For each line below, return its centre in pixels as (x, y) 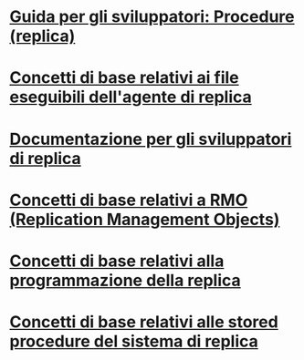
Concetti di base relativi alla (117, 261)
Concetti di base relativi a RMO (129, 200)
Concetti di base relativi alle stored (144, 322)
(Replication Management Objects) (145, 219)
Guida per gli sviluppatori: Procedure (152, 17)
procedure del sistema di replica (134, 341)
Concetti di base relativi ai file (124, 78)
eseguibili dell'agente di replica (131, 97)
